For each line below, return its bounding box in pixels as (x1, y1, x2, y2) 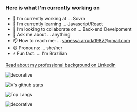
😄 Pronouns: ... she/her (12, 45, 62, 51)
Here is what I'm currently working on (5, 4, 100, 11)
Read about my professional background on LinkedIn (5, 62, 116, 68)
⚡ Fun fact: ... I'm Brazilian (12, 50, 67, 57)
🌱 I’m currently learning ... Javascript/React (12, 21, 104, 27)
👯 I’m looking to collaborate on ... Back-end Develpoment (12, 26, 132, 32)
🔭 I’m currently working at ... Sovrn (12, 16, 85, 22)
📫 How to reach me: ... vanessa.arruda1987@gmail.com (12, 38, 130, 44)
